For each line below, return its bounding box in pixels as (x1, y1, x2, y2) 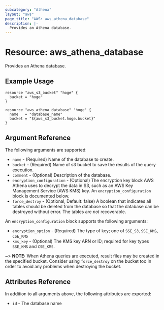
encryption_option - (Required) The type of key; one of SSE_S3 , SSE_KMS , (12, 227, 158, 234)
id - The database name (12, 300, 62, 306)
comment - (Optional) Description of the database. (12, 172, 112, 178)
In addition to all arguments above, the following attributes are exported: (5, 291, 152, 297)
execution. (12, 167, 34, 173)
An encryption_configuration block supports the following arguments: (5, 218, 148, 224)
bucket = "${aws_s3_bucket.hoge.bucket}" (9, 116, 96, 121)
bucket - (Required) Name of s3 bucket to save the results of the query (12, 161, 156, 167)
